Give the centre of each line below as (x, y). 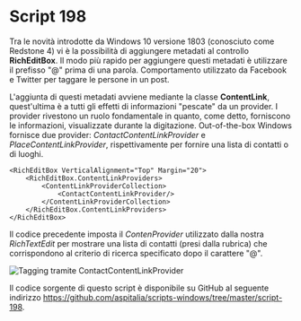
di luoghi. (27, 153)
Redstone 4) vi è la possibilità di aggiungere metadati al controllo (129, 50)
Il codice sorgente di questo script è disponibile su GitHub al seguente (139, 288)
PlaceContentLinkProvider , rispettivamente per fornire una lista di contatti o (149, 144)
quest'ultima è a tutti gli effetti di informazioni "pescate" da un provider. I (144, 106)
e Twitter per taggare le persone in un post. (89, 79)
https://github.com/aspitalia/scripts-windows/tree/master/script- (163, 297)
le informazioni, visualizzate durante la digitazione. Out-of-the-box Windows (150, 125)
